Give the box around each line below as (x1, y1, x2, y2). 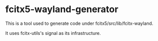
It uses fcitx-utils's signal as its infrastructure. (5, 30, 101, 36)
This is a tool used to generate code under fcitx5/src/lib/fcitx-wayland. (5, 20, 153, 26)
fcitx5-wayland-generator (5, 4, 119, 15)
